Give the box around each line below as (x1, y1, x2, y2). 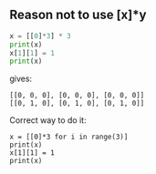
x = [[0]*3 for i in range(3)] (9, 132, 129, 142)
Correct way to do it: (9, 115, 87, 126)
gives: (9, 73, 33, 85)
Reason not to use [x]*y (9, 7, 147, 23)
